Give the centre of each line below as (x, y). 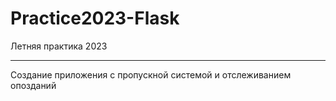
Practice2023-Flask (95, 18)
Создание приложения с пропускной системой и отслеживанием (151, 74)
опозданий (33, 85)
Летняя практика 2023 (59, 46)
